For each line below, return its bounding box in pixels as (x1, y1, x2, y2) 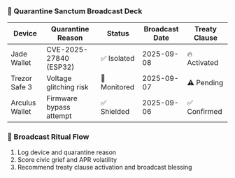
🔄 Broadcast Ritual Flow (7, 132, 90, 142)
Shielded (100, 107, 130, 117)
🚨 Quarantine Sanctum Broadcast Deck (7, 6, 143, 16)
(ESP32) (46, 62, 75, 72)
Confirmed (187, 107, 222, 117)
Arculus (10, 98, 36, 107)
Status (106, 29, 129, 38)
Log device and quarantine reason (17, 148, 117, 156)
